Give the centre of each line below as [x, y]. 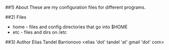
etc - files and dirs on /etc [40, 32]
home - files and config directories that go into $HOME [70, 27]
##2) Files [16, 17]
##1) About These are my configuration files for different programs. [76, 7]
